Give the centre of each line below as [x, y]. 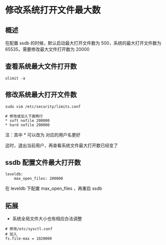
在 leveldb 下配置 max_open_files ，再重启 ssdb [54, 188]
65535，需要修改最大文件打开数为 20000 [48, 49]
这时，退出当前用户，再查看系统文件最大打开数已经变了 [61, 145]
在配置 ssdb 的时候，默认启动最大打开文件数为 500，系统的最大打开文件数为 [83, 43]
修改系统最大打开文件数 [41, 95]
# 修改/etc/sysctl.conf [29, 229]
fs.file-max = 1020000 [28, 239]
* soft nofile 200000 [28, 121]
